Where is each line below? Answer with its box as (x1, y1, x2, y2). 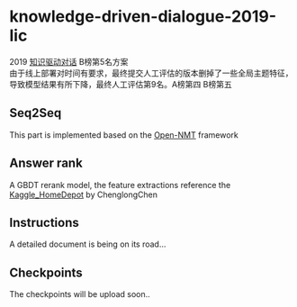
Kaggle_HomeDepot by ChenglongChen (9, 189, 158, 200)
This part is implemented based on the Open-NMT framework (9, 129, 238, 140)
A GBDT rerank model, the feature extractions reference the (9, 179, 231, 190)
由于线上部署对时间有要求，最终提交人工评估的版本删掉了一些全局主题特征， (9, 68, 293, 78)
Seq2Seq (9, 105, 62, 121)
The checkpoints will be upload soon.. (9, 289, 150, 300)
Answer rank (9, 156, 83, 171)
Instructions (9, 214, 79, 230)
